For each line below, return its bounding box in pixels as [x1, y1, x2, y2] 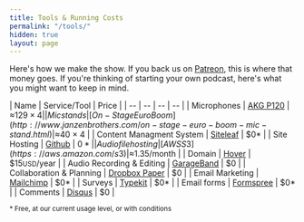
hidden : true [9, 30, 59, 39]
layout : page [9, 38, 59, 48]
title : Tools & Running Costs [9, 13, 124, 23]
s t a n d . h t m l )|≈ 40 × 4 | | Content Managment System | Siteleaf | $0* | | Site [9, 129, 288, 140]
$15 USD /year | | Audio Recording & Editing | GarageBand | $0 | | [9, 158, 247, 169]
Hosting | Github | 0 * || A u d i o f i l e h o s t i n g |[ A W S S [9, 139, 187, 150]
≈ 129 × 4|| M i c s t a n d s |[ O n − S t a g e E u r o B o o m [9, 110, 173, 121]
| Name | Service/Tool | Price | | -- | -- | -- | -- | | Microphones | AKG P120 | [9, 101, 290, 111]
